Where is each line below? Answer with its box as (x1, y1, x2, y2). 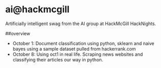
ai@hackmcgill (5, 4, 70, 15)
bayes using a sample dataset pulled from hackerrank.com (12, 46, 136, 52)
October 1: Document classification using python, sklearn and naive (12, 40, 154, 47)
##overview (5, 30, 31, 36)
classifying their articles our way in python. (12, 56, 103, 62)
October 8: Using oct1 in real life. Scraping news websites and (12, 51, 143, 57)
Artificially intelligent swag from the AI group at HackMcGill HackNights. (5, 20, 156, 27)
